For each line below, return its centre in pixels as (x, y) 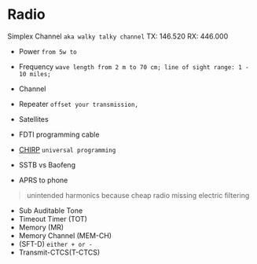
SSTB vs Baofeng (47, 165)
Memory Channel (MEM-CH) (65, 235)
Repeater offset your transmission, (79, 104)
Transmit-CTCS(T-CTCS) (59, 252)
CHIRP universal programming (67, 149)
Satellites (33, 119)
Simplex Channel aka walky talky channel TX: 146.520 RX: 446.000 (118, 36)
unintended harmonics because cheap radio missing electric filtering (138, 195)
